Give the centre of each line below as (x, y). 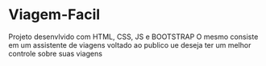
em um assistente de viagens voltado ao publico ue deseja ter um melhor (130, 45)
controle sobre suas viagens (56, 53)
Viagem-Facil (54, 15)
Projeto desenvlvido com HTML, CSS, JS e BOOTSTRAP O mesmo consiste (133, 37)
